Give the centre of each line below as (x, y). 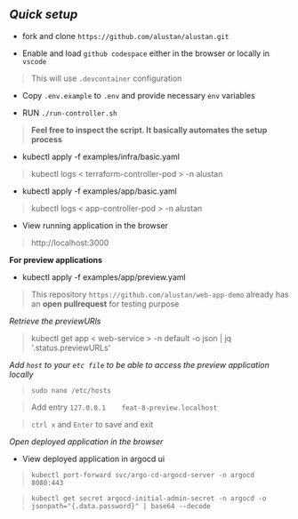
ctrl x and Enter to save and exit (92, 424)
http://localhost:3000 (70, 243)
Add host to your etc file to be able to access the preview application (139, 364)
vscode (34, 61)
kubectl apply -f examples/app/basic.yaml (100, 191)
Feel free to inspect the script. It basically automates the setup (149, 130)
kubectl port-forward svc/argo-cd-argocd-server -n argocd (143, 475)
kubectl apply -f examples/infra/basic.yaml (101, 156)
